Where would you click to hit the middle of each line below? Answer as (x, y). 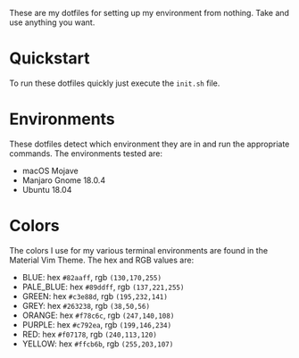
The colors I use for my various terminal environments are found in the (139, 250)
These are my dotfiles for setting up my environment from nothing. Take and (149, 13)
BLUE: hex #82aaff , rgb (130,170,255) (92, 277)
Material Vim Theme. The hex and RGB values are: (102, 260)
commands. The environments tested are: (86, 153)
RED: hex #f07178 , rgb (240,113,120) (90, 334)
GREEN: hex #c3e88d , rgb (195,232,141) (95, 296)
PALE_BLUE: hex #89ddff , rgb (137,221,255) (103, 287)
